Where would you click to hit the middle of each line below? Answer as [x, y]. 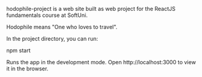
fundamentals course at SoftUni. [47, 15]
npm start [19, 50]
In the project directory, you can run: [52, 38]
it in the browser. [27, 69]
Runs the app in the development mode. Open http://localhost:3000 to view [101, 62]
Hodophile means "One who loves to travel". [62, 27]
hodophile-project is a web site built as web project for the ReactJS [91, 9]
